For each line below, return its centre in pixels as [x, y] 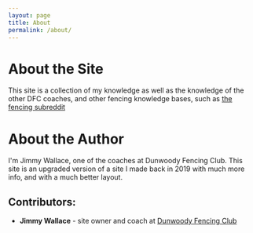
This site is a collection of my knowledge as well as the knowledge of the [126, 90]
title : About [29, 23]
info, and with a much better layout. [66, 177]
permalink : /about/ [40, 30]
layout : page [29, 15]
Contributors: [42, 202]
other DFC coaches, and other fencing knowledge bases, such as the [120, 99]
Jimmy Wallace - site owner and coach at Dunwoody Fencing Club [128, 221]
